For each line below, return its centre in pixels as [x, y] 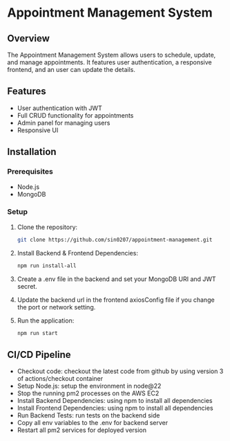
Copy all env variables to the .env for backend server [93, 423]
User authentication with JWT [59, 108]
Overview [29, 38]
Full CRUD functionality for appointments [75, 115]
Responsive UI [38, 130]
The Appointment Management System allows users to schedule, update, [112, 55]
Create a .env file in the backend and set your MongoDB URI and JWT [116, 279]
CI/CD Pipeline [39, 354]
